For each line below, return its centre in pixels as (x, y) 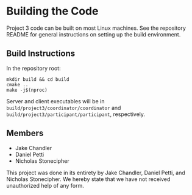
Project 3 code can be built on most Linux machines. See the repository (96, 28)
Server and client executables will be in (55, 101)
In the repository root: (34, 68)
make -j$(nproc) (27, 90)
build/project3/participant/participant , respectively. (76, 114)
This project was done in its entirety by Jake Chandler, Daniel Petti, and (96, 173)
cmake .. (17, 84)
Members (25, 133)
